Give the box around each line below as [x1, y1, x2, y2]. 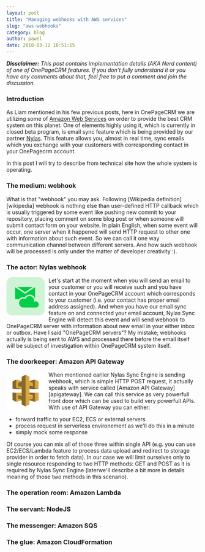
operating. [6, 166, 32, 174]
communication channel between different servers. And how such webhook [6, 241, 198, 248]
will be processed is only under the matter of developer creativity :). [6, 247, 177, 255]
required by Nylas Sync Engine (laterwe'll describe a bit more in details [6, 467, 185, 474]
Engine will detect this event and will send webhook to [48, 316, 185, 323]
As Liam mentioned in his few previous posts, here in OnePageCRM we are [6, 109, 195, 116]
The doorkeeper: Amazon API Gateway [6, 357, 124, 366]
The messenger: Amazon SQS [6, 521, 98, 530]
